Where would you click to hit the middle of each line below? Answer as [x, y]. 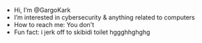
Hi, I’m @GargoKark [42, 10]
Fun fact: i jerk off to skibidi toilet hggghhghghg [82, 32]
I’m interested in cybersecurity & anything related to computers [104, 17]
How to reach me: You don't [54, 25]
